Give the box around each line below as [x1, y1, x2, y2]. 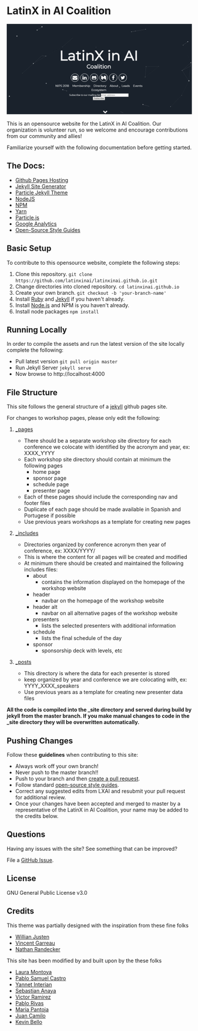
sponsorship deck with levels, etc [41, 647, 123, 654]
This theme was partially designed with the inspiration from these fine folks [6, 922, 189, 929]
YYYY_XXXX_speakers [24, 682, 79, 689]
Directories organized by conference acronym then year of [24, 541, 166, 548]
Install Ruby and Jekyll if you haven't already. [15, 295, 125, 302]
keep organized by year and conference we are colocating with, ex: [24, 676, 187, 683]
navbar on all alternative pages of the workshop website [41, 609, 178, 617]
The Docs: [6, 161, 45, 171]
